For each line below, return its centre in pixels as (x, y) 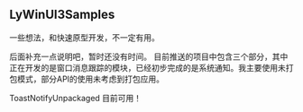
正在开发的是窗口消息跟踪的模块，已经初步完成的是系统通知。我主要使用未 (147, 67)
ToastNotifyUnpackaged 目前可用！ (76, 98)
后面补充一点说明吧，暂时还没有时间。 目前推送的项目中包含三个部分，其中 (149, 56)
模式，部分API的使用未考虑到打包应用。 (91, 79)
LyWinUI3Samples (62, 15)
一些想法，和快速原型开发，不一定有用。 (84, 37)
